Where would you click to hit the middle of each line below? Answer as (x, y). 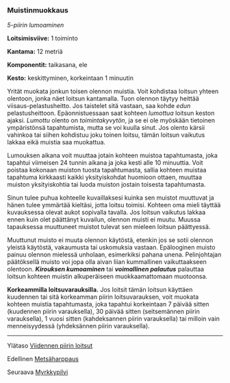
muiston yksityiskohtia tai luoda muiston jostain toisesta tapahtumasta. (106, 185)
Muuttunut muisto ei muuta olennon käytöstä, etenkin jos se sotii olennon (110, 240)
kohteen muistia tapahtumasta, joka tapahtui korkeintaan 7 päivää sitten (108, 304)
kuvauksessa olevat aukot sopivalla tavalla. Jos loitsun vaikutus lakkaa (106, 212)
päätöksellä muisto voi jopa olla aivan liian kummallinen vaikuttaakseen (107, 262)
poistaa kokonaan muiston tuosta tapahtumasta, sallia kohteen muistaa (107, 170)
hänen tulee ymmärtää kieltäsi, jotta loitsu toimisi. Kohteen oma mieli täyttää (114, 205)
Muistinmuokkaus (38, 10)
